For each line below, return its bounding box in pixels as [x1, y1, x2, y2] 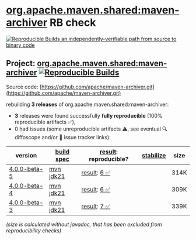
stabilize [142, 151, 166, 159]
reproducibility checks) [6, 227, 62, 234]
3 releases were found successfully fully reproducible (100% [14, 112, 163, 119]
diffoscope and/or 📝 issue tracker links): [14, 133, 111, 140]
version [15, 151, 37, 159]
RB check [49, 16, 96, 29]
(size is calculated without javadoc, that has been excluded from [6, 221, 162, 228]
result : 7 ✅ [81, 202, 111, 210]
